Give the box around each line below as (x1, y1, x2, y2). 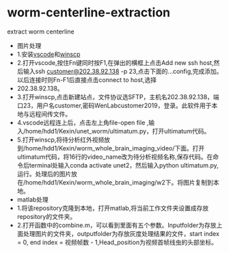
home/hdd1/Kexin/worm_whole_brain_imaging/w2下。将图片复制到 (25, 178, 214, 186)
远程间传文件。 (29, 109, 72, 118)
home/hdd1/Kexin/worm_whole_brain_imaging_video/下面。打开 (25, 144, 205, 152)
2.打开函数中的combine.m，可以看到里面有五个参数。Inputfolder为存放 (16, 221, 217, 229)
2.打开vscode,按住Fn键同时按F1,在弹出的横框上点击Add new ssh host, (16, 58, 214, 66)
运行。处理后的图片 (16, 170, 72, 178)
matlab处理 (16, 195, 49, 203)
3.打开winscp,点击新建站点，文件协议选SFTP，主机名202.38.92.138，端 (16, 92, 220, 101)
